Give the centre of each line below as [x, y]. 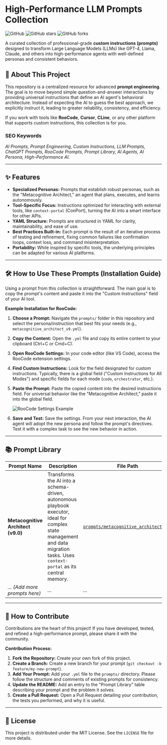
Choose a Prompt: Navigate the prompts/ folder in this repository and [83, 318]
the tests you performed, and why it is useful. [59, 701]
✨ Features [23, 177]
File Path [127, 466]
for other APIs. [27, 215]
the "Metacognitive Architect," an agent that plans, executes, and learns [86, 195]
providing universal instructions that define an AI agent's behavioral [74, 97]
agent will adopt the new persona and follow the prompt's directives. [83, 424]
